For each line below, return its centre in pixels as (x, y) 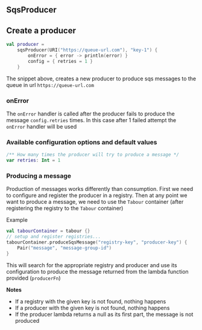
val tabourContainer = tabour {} (48, 231)
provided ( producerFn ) (34, 278)
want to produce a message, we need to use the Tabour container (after (95, 202)
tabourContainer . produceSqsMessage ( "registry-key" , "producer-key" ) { (97, 242)
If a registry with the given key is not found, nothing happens (90, 301)
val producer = (25, 45)
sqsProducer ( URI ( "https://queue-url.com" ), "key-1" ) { (87, 50)
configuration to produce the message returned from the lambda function (97, 271)
